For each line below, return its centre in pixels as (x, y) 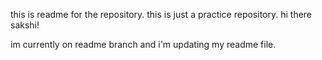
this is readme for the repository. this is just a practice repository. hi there (161, 14)
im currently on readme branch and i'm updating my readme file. (143, 44)
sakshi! (25, 25)
